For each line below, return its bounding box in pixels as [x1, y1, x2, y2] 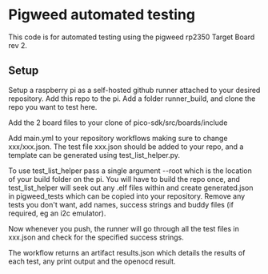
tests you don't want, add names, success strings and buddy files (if [8, 199, 234, 209]
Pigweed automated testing [8, 6, 196, 24]
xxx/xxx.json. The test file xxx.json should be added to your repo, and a [8, 142, 244, 151]
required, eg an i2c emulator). [8, 208, 106, 218]
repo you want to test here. [8, 102, 98, 111]
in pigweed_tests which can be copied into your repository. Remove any [8, 191, 246, 201]
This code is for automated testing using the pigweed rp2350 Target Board [8, 32, 255, 42]
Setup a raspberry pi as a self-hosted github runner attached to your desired [8, 85, 261, 95]
